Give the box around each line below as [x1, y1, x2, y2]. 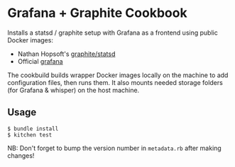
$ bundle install [7, 125, 59, 132]
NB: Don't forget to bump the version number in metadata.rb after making [7, 144, 222, 152]
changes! [7, 151, 35, 160]
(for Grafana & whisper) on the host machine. [7, 86, 140, 94]
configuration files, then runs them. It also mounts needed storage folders [7, 78, 224, 86]
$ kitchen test [7, 131, 53, 139]
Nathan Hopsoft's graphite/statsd [17, 50, 116, 58]
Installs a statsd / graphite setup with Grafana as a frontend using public [7, 28, 218, 37]
